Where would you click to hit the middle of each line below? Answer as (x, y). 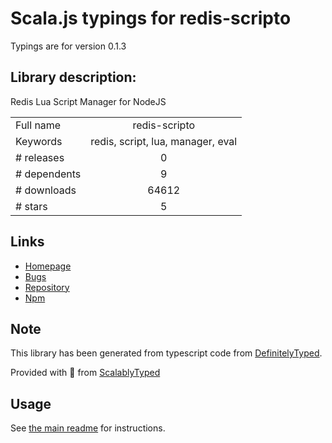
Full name (38, 125)
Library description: (73, 77)
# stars (31, 206)
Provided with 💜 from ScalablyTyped (85, 373)
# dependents (48, 174)
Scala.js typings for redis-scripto (151, 18)
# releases (40, 157)
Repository (47, 287)
